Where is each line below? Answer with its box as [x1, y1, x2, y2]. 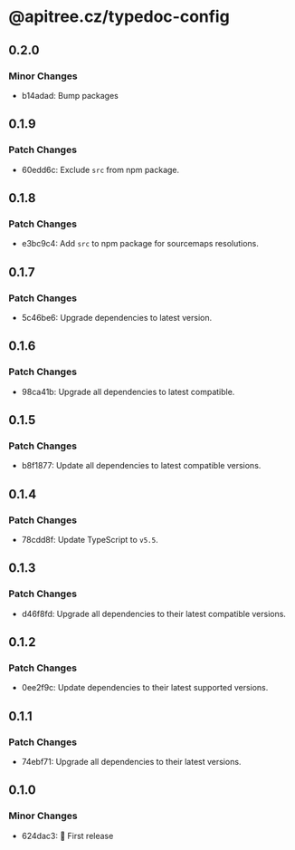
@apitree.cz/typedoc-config [8, 6, 230, 27]
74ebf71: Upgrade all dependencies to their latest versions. [21, 757, 242, 768]
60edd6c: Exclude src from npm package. [21, 164, 180, 175]
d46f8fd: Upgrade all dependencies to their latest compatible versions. [21, 608, 287, 619]
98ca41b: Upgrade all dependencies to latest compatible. [21, 386, 235, 397]
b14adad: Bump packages [21, 90, 119, 101]
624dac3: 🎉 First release [21, 830, 114, 841]
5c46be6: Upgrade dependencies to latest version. [21, 312, 213, 323]
